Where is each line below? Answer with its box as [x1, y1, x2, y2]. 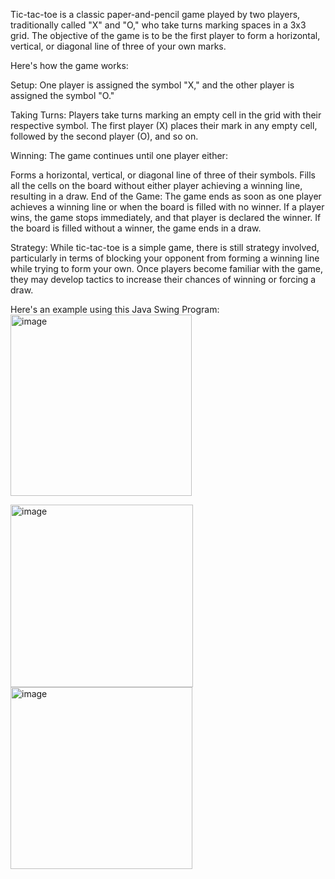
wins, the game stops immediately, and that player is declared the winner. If [10, 212, 322, 223]
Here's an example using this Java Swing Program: [10, 304, 220, 315]
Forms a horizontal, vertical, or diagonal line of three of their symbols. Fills [10, 169, 316, 181]
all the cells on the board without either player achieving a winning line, [10, 180, 303, 191]
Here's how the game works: [10, 60, 129, 71]
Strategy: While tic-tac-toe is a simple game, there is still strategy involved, [10, 242, 320, 253]
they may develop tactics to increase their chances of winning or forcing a [10, 274, 317, 285]
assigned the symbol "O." [10, 90, 115, 101]
